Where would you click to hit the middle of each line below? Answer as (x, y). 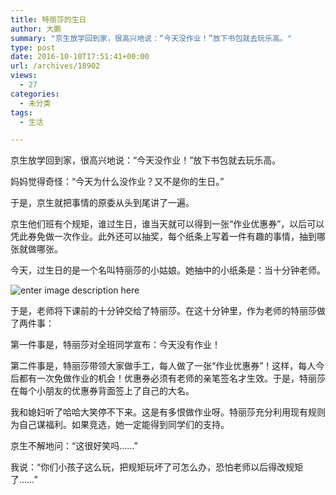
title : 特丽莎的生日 (48, 19)
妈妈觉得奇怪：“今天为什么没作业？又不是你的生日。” (117, 182)
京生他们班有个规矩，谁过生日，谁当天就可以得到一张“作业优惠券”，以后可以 (167, 224)
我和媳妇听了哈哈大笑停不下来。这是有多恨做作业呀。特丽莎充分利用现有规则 (168, 412)
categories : (35, 94)
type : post (33, 47)
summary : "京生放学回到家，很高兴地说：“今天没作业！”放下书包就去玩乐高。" (151, 38)
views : (24, 76)
